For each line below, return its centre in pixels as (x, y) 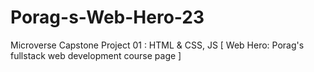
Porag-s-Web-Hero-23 (107, 17)
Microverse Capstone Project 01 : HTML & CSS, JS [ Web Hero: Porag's (157, 45)
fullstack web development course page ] (96, 55)
